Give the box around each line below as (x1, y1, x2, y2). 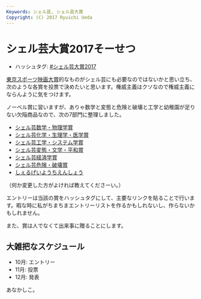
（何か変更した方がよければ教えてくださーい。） (6, 181, 124, 189)
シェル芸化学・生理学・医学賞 (14, 131, 89, 139)
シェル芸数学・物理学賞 (14, 124, 73, 131)
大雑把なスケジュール (6, 241, 85, 252)
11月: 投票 (14, 266, 39, 273)
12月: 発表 (14, 274, 40, 281)
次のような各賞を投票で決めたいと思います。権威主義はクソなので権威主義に (6, 83, 195, 91)
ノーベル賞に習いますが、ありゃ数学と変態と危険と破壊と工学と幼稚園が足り (6, 103, 196, 111)
